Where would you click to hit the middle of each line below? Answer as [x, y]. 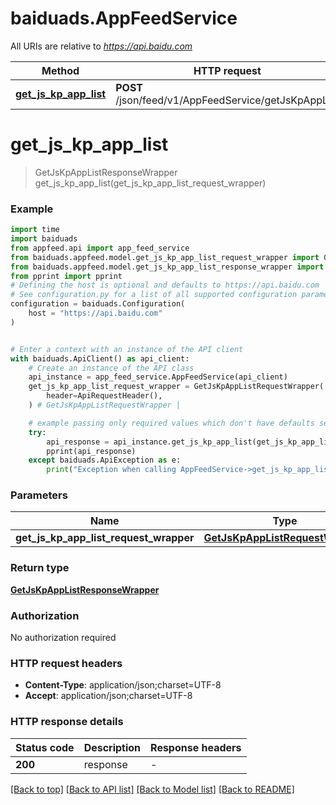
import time [35, 230]
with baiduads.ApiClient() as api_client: [100, 358]
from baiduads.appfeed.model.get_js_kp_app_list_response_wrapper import [167, 267]
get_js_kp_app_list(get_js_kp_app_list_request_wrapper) [150, 183]
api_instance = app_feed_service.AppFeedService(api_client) [158, 377]
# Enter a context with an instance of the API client [127, 349]
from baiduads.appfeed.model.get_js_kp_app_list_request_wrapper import [165, 257]
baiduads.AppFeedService [124, 18]
